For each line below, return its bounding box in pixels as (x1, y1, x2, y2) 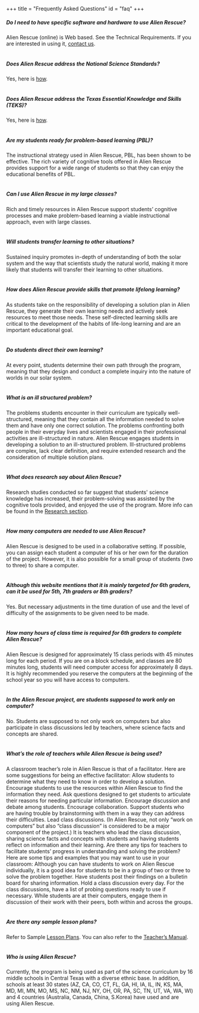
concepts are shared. (6, 730, 58, 737)
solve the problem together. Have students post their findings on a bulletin (6, 873, 188, 880)
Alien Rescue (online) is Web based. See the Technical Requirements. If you (6, 33, 192, 41)
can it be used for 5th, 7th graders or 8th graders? (6, 588, 132, 595)
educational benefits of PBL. (6, 170, 75, 178)
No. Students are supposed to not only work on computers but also (6, 717, 171, 724)
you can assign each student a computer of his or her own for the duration (6, 549, 189, 556)
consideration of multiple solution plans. (6, 453, 105, 461)
